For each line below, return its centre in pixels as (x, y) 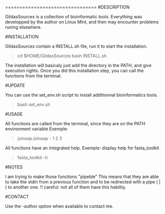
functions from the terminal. (33, 76)
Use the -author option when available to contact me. (59, 206)
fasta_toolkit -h (32, 158)
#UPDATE (15, 85)
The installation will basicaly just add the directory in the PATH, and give (78, 65)
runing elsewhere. (23, 27)
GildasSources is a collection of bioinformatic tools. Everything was (74, 17)
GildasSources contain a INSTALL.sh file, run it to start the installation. (76, 46)
